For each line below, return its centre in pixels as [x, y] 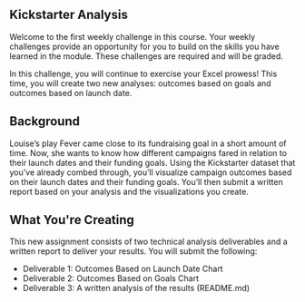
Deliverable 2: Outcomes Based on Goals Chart [111, 278]
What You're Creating [72, 220]
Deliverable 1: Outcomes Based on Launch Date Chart [123, 269]
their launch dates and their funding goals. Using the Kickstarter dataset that [152, 162]
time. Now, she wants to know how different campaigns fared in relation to [148, 152]
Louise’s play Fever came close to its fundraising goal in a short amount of [148, 143]
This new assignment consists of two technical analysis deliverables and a [148, 242]
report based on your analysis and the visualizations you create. [129, 191]
